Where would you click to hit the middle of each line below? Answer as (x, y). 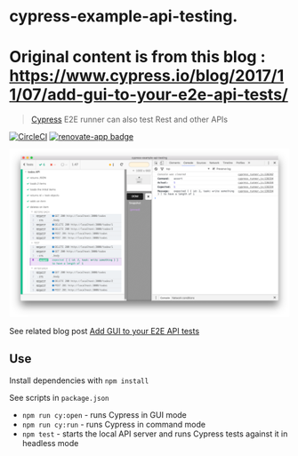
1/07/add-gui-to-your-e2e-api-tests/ (149, 95)
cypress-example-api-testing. (124, 16)
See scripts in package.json (59, 397)
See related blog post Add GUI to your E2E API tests (105, 331)
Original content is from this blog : (137, 57)
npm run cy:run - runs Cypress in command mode (114, 424)
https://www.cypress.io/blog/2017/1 (147, 76)
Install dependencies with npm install (79, 380)
